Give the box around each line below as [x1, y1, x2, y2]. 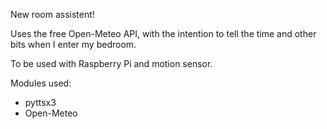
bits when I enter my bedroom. [10, 39, 137, 50]
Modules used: [10, 77, 72, 89]
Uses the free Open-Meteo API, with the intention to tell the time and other [10, 28, 317, 39]
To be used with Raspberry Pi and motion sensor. [10, 58, 213, 69]
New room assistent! [10, 9, 95, 20]
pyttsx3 [24, 97, 57, 108]
